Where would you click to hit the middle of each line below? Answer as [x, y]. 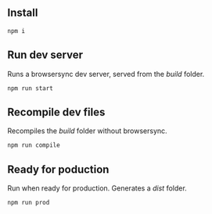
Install [23, 13]
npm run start [31, 88]
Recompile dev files [56, 112]
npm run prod [29, 203]
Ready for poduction [58, 169]
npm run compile [34, 145]
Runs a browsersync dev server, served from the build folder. [106, 74]
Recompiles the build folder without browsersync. [87, 131]
